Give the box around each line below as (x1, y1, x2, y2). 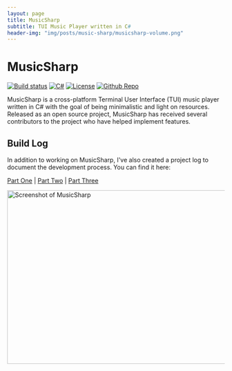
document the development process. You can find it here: (7, 163, 171, 171)
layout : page (7, 10, 45, 17)
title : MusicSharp (7, 17, 60, 23)
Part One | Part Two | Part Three (7, 177, 99, 184)
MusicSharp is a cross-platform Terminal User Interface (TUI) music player (7, 95, 220, 104)
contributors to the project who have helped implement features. (7, 117, 191, 126)
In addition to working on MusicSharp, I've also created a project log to (7, 156, 209, 164)
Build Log (7, 137, 48, 149)
